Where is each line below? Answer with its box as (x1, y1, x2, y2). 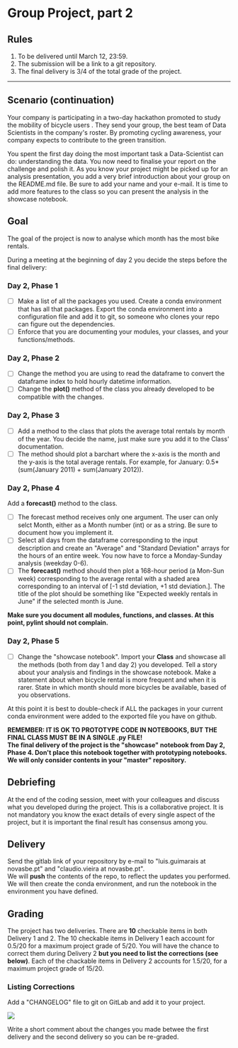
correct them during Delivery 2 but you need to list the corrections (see (7, 949, 219, 958)
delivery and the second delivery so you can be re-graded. (7, 1032, 179, 1041)
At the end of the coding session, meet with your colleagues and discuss (7, 795, 220, 803)
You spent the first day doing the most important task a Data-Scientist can (7, 149, 224, 158)
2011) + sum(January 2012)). (59, 465, 144, 473)
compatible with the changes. (17, 392, 105, 402)
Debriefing (7, 776, 56, 788)
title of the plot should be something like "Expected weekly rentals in (17, 590, 218, 598)
